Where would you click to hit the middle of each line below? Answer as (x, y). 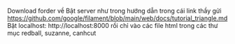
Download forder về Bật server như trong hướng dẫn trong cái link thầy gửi (114, 11)
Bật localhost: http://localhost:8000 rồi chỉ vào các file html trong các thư (113, 25)
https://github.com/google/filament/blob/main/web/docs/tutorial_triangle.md (117, 18)
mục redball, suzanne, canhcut (52, 33)
